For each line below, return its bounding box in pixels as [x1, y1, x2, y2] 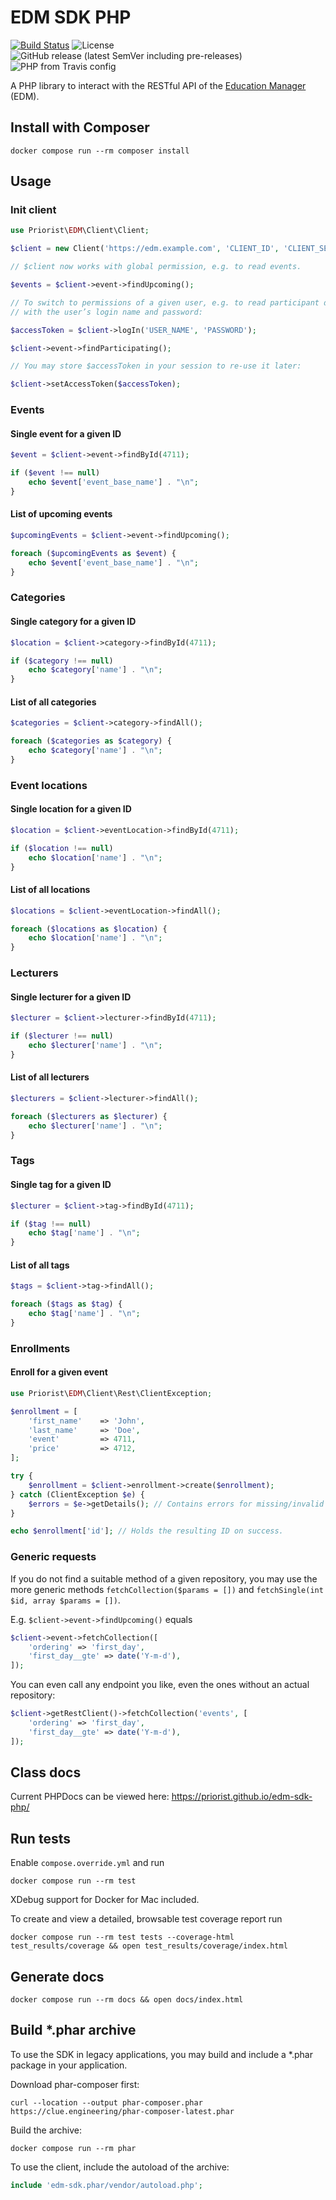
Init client [10, 203, 57, 217]
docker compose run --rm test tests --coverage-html [10, 1932, 235, 1943]
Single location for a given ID [10, 803, 132, 815]
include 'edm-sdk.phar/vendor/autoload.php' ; [10, 2180, 203, 2190]
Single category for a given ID [10, 616, 137, 628]
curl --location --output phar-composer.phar [10, 2097, 203, 2108]
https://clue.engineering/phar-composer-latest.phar [10, 2106, 235, 2116]
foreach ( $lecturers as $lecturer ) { [10, 1111, 168, 1121]
